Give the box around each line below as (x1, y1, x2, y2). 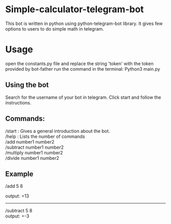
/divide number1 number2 (5, 155, 60, 161)
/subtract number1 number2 (5, 144, 64, 150)
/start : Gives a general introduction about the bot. (5, 128, 110, 134)
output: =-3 (5, 213, 30, 219)
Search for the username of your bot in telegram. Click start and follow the (5, 94, 161, 100)
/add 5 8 (5, 183, 23, 189)
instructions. (5, 99, 32, 105)
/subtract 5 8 (5, 208, 33, 214)
